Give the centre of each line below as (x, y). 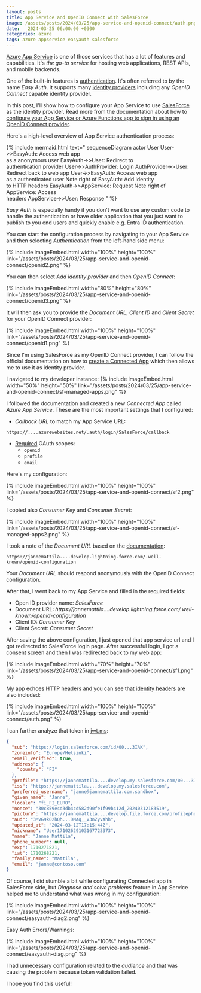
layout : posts (24, 12)
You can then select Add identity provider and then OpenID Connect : (91, 277)
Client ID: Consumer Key (45, 622)
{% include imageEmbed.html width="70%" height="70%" (78, 664)
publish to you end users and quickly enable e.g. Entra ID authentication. (96, 223)
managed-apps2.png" (33, 534)
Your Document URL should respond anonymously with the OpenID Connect (100, 573)
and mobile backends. (33, 69)
